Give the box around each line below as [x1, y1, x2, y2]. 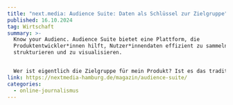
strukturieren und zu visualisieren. [13, 49, 123, 56]
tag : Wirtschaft [7, 23, 54, 30]
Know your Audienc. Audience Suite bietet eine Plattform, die [13, 36, 200, 43]
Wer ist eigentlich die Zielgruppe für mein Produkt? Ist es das [13, 67, 207, 74]
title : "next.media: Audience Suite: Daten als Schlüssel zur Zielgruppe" [7, 10, 228, 17]
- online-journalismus [13, 87, 79, 94]
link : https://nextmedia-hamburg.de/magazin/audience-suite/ [7, 74, 188, 81]
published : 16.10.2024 [7, 17, 73, 24]
